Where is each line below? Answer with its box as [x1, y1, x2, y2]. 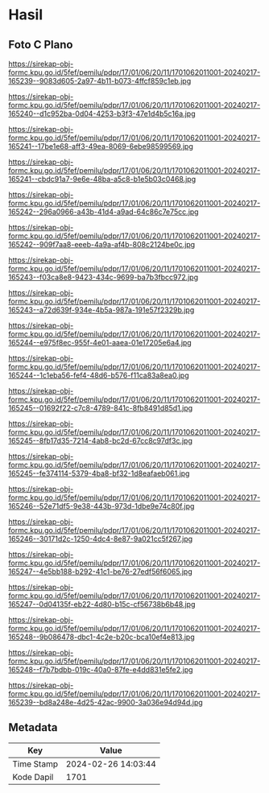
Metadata [8, 721, 58, 734]
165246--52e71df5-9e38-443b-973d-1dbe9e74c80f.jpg [8, 502, 195, 510]
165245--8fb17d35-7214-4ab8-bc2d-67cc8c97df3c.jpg [8, 436, 193, 445]
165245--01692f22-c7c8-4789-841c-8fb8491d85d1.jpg [8, 403, 193, 412]
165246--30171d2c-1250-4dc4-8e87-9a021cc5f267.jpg [8, 534, 193, 543]
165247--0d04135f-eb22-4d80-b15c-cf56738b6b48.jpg [8, 600, 196, 609]
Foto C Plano [8, 38, 73, 52]
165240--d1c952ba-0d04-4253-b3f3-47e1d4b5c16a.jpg [8, 109, 196, 118]
